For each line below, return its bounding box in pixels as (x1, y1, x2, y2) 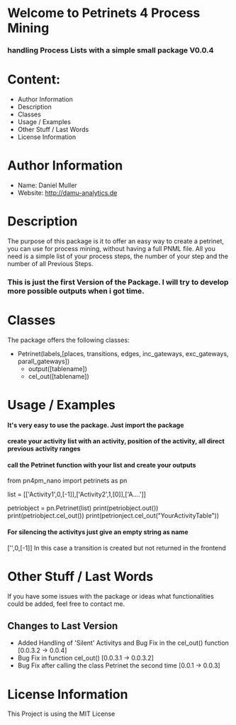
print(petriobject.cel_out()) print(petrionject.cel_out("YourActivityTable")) (7, 511, 220, 520)
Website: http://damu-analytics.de (17, 188, 118, 197)
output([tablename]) (28, 364, 87, 373)
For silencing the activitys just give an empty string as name (7, 527, 189, 536)
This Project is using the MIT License (7, 709, 116, 718)
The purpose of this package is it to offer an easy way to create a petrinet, (7, 236, 225, 245)
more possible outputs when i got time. (7, 286, 145, 296)
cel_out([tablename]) (28, 372, 90, 380)
